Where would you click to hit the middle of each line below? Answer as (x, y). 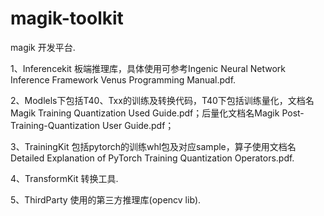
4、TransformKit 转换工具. (64, 178)
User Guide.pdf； (138, 125)
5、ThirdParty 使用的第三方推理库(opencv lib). (106, 199)
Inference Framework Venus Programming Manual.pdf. (123, 79)
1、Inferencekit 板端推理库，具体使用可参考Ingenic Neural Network (148, 68)
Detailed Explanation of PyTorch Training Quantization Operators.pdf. (152, 158)
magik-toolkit (67, 18)
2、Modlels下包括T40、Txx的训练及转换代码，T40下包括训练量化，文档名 (162, 100)
